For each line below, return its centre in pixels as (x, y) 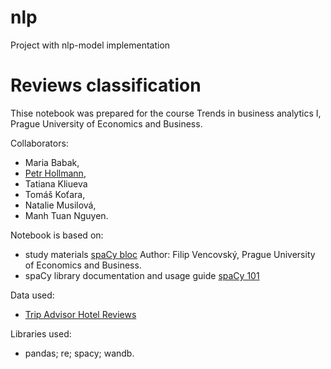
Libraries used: (41, 333)
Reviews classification (106, 85)
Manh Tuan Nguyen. (66, 215)
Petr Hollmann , (55, 173)
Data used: (32, 295)
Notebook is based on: (57, 235)
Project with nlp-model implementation (90, 45)
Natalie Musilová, (60, 205)
